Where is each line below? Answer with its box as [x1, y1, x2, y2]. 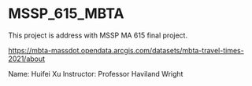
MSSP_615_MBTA [8, 5, 124, 23]
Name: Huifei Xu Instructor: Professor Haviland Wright [8, 69, 183, 78]
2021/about [8, 54, 46, 63]
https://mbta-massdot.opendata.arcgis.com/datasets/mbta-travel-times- [8, 45, 244, 55]
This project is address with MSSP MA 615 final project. [8, 30, 187, 40]
